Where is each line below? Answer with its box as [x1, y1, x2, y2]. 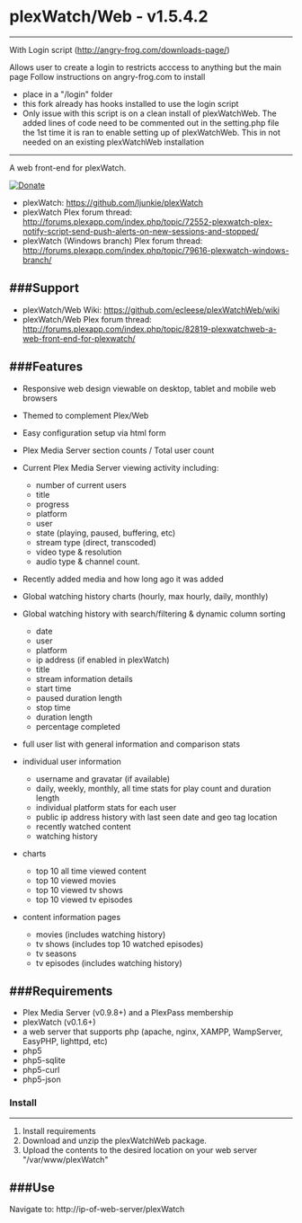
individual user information [22, 756, 121, 767]
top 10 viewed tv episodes [35, 894, 133, 905]
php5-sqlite [22, 1055, 66, 1066]
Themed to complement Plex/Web [22, 410, 149, 421]
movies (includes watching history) [35, 928, 166, 940]
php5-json [22, 1074, 61, 1085]
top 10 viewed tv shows [35, 884, 123, 895]
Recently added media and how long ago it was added [22, 573, 225, 584]
